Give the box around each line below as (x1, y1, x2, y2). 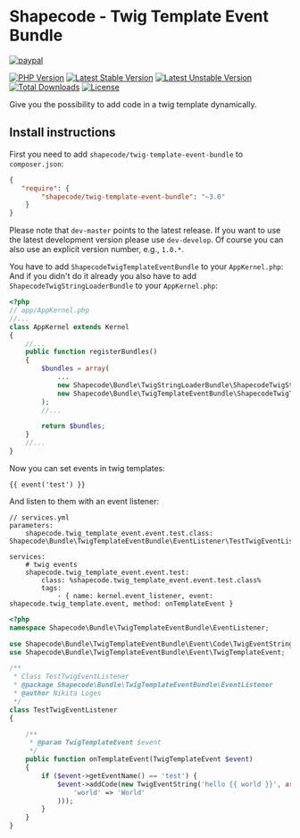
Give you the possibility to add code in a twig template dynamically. (9, 98, 257, 109)
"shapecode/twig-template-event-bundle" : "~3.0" (41, 192, 226, 201)
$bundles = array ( (41, 364, 110, 373)
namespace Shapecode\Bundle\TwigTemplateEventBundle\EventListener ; (9, 623, 270, 632)
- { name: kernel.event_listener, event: (56, 591, 214, 600)
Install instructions (9, 125, 116, 140)
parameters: (9, 521, 54, 529)
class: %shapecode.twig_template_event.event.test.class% (41, 575, 262, 585)
